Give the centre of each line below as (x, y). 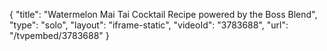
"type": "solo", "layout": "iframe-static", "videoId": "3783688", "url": (149, 25)
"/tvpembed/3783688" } (59, 35)
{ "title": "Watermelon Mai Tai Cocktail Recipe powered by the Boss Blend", (163, 14)
